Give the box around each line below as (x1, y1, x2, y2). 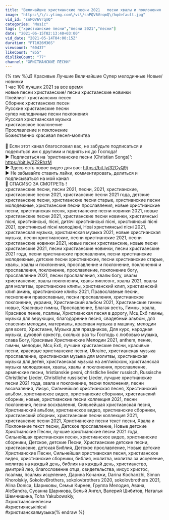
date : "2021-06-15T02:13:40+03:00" (5, 31, 80, 36)
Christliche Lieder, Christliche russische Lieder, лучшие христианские (5, 375, 152, 381)
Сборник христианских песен (5, 100, 70, 106)
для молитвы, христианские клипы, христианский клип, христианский (5, 283, 158, 289)
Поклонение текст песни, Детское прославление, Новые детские (5, 423, 147, 429)
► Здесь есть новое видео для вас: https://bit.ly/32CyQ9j (5, 165, 128, 171)
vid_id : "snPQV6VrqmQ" (5, 17, 53, 22)
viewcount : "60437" (5, 45, 46, 50)
